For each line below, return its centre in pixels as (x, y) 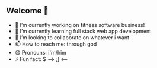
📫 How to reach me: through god (56, 44)
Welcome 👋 (28, 11)
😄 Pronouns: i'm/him (41, 52)
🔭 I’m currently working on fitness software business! (80, 25)
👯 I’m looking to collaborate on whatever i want (72, 37)
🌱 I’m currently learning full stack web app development (83, 31)
